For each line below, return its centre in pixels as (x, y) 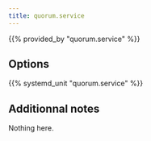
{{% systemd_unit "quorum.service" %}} (76, 83)
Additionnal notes (54, 108)
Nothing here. (31, 128)
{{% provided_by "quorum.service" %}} (74, 39)
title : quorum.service (46, 16)
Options (29, 64)
